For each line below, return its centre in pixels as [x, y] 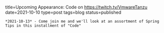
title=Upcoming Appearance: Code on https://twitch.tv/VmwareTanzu [76, 7]
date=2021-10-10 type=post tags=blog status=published [63, 12]
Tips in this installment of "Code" [43, 26]
